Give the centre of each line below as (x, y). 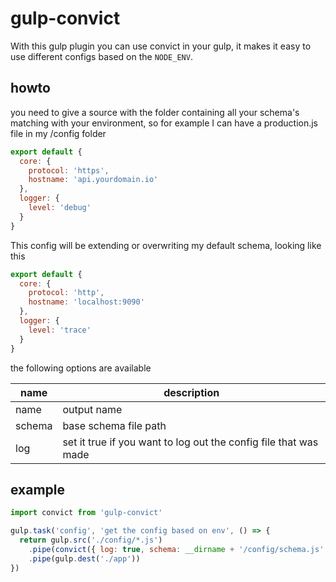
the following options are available (81, 368)
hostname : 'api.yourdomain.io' (93, 180)
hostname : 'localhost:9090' (86, 302)
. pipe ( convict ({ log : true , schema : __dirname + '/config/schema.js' (176, 549)
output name (92, 409)
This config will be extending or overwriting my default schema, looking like (166, 245)
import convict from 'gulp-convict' (86, 513)
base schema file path (114, 425)
